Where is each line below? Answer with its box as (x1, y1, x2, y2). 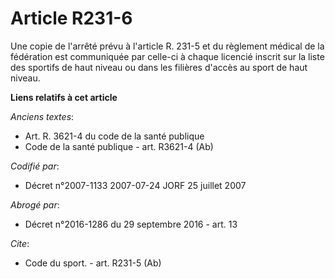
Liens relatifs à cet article (10, 91, 118, 103)
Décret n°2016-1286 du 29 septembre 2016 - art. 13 (24, 218, 238, 230)
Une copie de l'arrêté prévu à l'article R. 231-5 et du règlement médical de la (10, 40, 325, 52)
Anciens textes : (10, 110, 75, 122)
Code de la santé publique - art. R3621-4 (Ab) (24, 140, 214, 152)
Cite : (10, 237, 30, 249)
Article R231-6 (10, 7, 133, 30)
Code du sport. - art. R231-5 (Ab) (24, 257, 162, 269)
